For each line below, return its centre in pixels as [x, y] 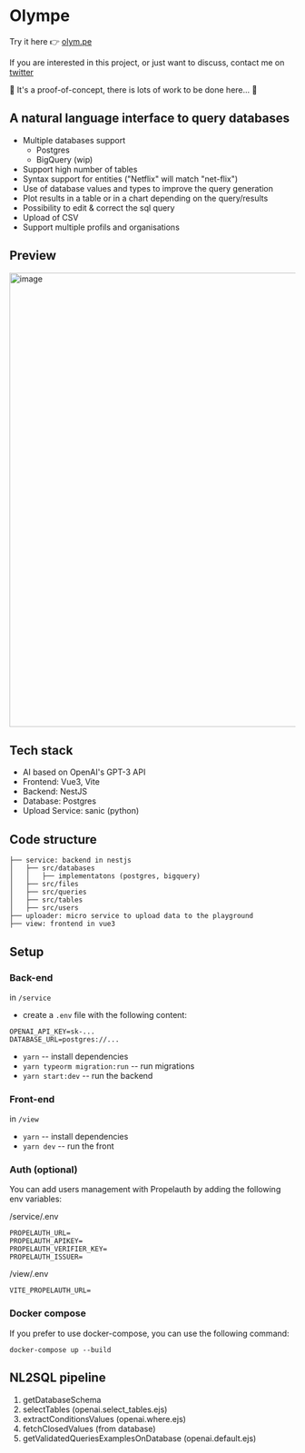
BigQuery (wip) [64, 159]
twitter [22, 72]
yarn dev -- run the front [69, 1146]
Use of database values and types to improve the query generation [148, 188]
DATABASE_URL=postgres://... [64, 1039]
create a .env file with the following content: [105, 1014]
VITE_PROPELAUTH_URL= [50, 1290]
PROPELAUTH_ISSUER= [46, 1257]
